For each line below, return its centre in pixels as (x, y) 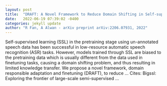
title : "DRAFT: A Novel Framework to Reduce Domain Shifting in (74, 14)
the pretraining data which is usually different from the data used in (74, 57)
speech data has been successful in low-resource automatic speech (75, 47)
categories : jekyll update (33, 23)
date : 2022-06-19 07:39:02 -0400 (42, 19)
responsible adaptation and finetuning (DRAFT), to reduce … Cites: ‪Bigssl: (81, 73)
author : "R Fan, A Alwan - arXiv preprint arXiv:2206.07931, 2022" (77, 28)
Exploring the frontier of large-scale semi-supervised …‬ (62, 79)
